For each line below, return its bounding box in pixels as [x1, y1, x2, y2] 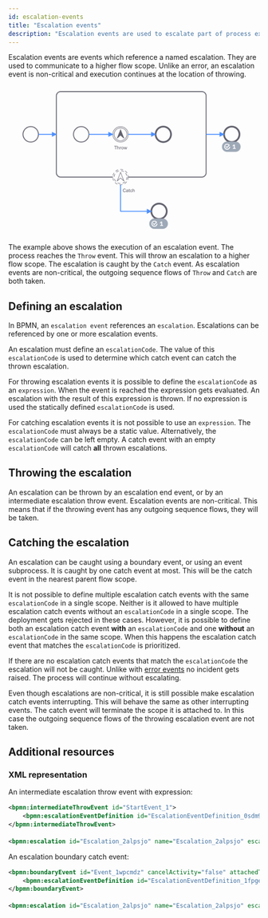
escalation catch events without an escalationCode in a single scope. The [8, 606, 249, 616]
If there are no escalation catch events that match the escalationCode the [8, 656, 249, 665]
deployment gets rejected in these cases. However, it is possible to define [8, 615, 251, 624]
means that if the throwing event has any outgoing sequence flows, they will [8, 504, 258, 514]
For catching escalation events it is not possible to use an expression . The [8, 417, 251, 427]
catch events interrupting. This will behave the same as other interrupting [8, 696, 250, 706]
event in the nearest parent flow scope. [8, 574, 137, 584]
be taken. [8, 513, 40, 522]
